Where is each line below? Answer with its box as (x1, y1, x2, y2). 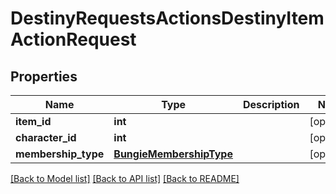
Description (242, 98, 300, 111)
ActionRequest (10, 28, 137, 51)
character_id (15, 131, 77, 144)
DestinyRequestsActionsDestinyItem (10, 7, 325, 30)
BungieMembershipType (113, 147, 233, 161)
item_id (15, 115, 52, 128)
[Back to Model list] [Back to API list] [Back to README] (10, 173, 240, 184)
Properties (10, 68, 78, 85)
